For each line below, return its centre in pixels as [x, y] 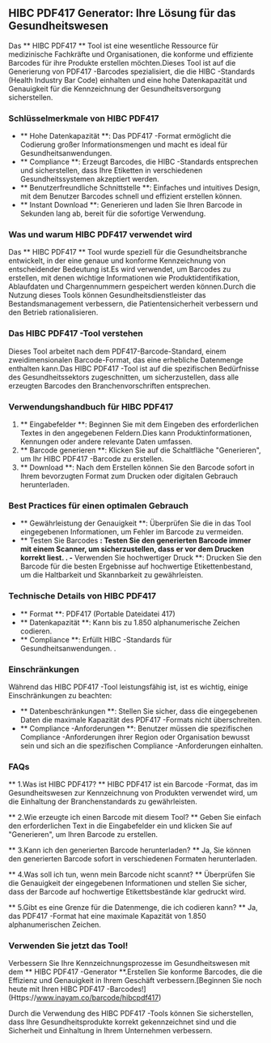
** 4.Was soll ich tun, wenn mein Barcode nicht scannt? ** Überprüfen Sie [132, 874]
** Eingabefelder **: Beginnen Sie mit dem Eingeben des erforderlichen [139, 424]
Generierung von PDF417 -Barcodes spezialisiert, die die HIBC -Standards [132, 71]
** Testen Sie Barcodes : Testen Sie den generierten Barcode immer [135, 541]
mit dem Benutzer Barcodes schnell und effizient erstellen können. [131, 196]
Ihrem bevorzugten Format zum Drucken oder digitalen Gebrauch [129, 476]
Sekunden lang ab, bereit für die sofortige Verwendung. [113, 213]
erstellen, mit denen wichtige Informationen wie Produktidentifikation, [124, 278]
